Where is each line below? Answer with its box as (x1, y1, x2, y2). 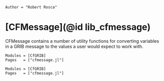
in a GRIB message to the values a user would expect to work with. (5, 43, 143, 49)
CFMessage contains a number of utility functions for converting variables (5, 38, 159, 44)
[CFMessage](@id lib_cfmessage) (5, 22, 151, 33)
